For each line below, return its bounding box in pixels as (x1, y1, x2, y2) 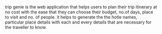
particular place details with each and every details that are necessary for (5, 19, 152, 25)
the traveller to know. (5, 24, 47, 30)
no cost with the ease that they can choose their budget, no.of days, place (5, 9, 153, 15)
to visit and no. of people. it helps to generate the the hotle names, (5, 14, 138, 20)
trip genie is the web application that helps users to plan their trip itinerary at (5, 4, 157, 10)
